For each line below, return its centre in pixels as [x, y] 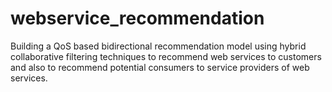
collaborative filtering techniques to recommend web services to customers [166, 56]
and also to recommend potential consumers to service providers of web [160, 67]
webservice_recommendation [137, 18]
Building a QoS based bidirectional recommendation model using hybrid [158, 46]
